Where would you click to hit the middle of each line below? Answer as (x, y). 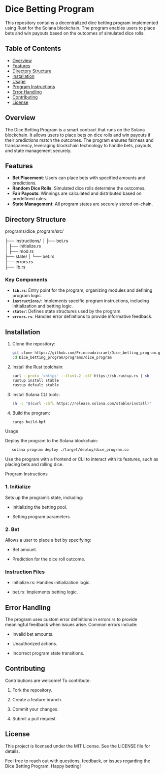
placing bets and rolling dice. (34, 464)
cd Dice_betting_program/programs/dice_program (62, 358)
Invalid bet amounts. (33, 634)
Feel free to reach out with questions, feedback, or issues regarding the (78, 761)
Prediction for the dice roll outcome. (49, 559)
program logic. (27, 296)
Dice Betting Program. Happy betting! (43, 766)
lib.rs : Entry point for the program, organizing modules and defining (82, 290)
